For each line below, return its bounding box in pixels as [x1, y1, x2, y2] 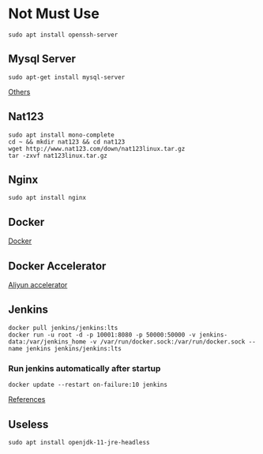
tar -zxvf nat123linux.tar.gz [8, 152, 108, 159]
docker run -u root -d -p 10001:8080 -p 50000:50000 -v [8, 331, 196, 339]
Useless [8, 418, 49, 431]
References [8, 395, 46, 404]
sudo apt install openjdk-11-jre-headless [8, 438, 150, 446]
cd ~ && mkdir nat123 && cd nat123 [8, 137, 126, 146]
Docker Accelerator [8, 259, 107, 272]
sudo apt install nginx [8, 194, 87, 202]
